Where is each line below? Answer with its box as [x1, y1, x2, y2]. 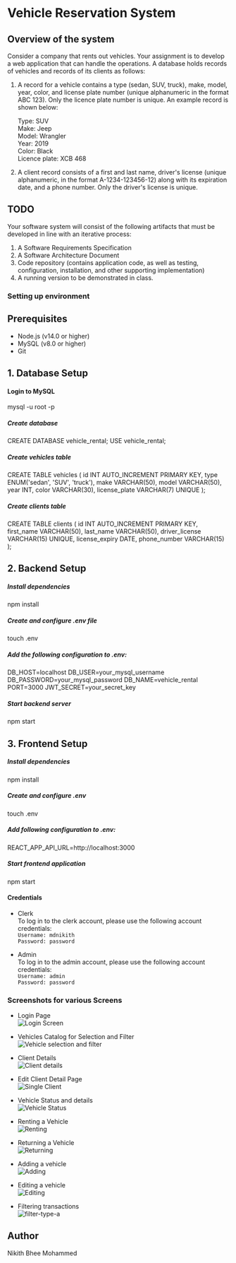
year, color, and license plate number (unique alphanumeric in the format [17, 88, 229, 96]
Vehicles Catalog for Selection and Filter [17, 1033, 135, 1041]
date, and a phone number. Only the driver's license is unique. [17, 183, 199, 192]
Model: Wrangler [17, 132, 67, 140]
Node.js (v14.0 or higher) [17, 331, 90, 340]
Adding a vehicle [17, 1160, 67, 1168]
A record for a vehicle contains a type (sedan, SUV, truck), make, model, [17, 81, 228, 89]
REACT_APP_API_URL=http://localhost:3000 [7, 843, 135, 852]
